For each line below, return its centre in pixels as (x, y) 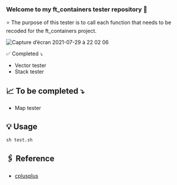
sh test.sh (19, 140)
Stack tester (29, 72)
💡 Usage (22, 127)
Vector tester (30, 65)
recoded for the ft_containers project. (51, 31)
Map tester (28, 108)
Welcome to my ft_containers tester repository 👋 (77, 9)
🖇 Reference (30, 159)
